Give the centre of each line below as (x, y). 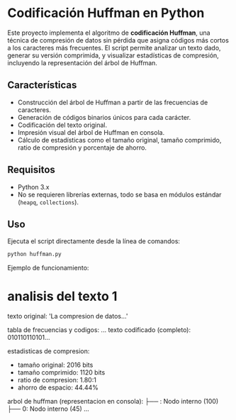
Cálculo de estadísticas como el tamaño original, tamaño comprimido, (119, 140)
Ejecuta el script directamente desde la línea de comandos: (94, 241)
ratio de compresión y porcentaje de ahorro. (82, 148)
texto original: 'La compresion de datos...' (68, 316)
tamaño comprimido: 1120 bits (61, 372)
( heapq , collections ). (48, 202)
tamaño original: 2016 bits (55, 365)
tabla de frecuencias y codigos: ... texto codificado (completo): (99, 330)
